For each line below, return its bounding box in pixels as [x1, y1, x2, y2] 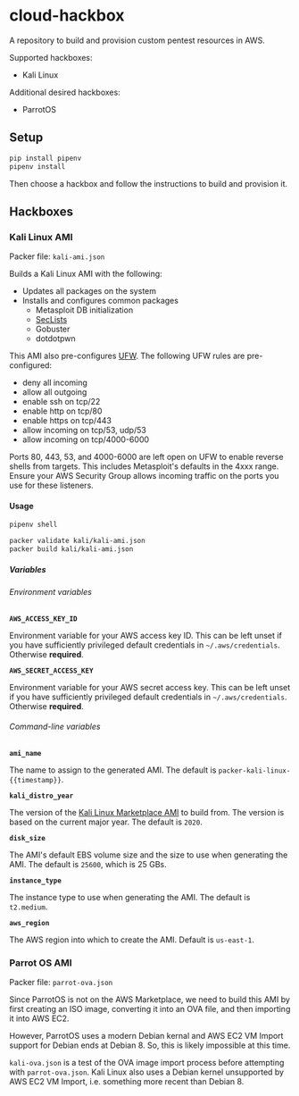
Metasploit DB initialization [35, 305, 134, 315]
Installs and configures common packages [21, 296, 179, 306]
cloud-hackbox [9, 5, 125, 26]
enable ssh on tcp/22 [21, 397, 101, 407]
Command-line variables [9, 721, 101, 732]
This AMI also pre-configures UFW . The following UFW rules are [9, 350, 245, 362]
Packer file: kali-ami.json [9, 251, 105, 262]
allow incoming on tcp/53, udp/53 [21, 425, 147, 436]
